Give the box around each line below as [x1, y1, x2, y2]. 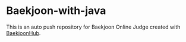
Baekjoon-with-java [6, 4, 106, 17]
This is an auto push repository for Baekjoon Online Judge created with [6, 23, 181, 30]
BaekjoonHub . [6, 29, 41, 36]
